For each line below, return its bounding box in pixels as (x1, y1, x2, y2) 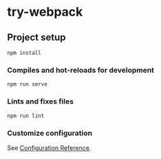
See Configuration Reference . (7, 143, 92, 151)
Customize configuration (7, 128, 93, 138)
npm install (7, 49, 41, 56)
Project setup (7, 32, 67, 43)
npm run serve (7, 81, 48, 88)
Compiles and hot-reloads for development (7, 65, 155, 75)
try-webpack (7, 4, 83, 20)
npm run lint (7, 112, 45, 119)
